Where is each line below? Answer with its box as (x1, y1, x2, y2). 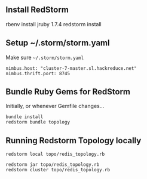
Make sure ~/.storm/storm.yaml (5, 54, 84, 61)
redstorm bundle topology (5, 119, 70, 125)
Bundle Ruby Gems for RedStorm (5, 87, 131, 97)
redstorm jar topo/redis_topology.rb (5, 162, 100, 168)
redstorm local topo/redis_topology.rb (5, 152, 105, 158)
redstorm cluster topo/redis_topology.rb (5, 167, 111, 173)
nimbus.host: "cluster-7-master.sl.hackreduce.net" (5, 65, 137, 71)
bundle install (5, 114, 44, 120)
